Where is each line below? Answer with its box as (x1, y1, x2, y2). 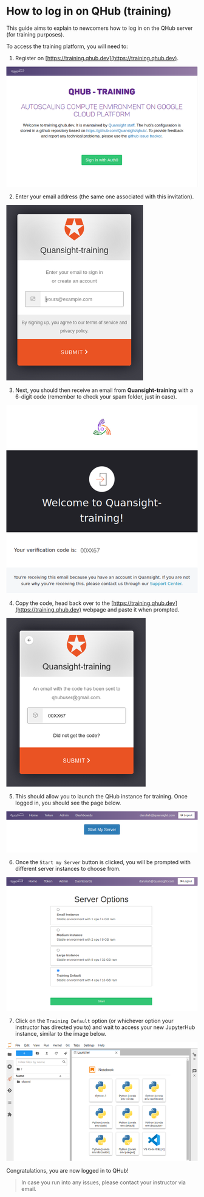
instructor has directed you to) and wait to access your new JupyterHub (15, 1024, 195, 1031)
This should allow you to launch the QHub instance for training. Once (15, 792, 188, 800)
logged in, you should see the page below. (15, 799, 121, 806)
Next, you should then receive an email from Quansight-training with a (15, 386, 193, 394)
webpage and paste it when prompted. (83, 605, 180, 613)
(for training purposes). (6, 30, 65, 38)
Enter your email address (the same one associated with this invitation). (15, 193, 194, 200)
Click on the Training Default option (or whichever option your (15, 1017, 174, 1024)
